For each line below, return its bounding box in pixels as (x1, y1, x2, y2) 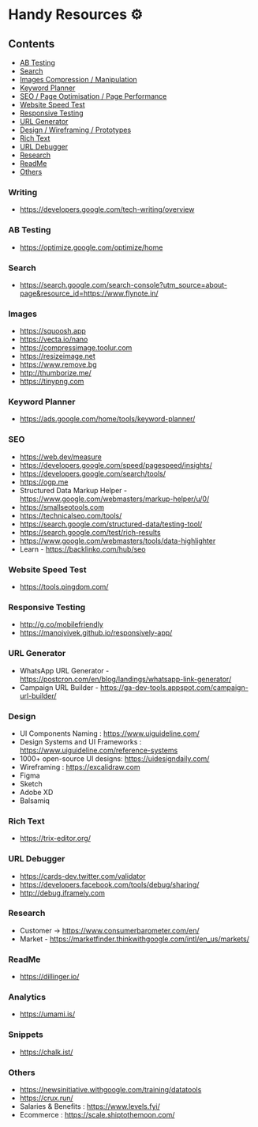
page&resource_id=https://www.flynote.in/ (19, 288, 159, 298)
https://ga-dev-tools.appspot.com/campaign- (99, 682, 249, 692)
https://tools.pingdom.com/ (19, 582, 109, 592)
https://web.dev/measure (19, 452, 103, 462)
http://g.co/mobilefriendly (19, 620, 104, 629)
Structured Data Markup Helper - (19, 485, 128, 495)
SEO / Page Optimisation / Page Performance (19, 92, 167, 100)
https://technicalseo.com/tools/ (19, 511, 122, 520)
